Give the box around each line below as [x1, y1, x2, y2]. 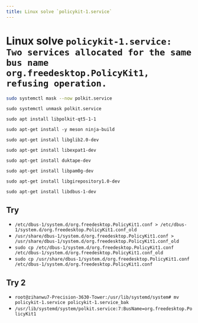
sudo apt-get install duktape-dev [6, 158, 92, 164]
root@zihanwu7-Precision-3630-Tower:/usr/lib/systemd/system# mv [14, 295, 179, 300]
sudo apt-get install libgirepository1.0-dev [6, 178, 120, 184]
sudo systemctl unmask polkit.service [6, 106, 102, 112]
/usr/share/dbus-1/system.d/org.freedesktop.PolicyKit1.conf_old [14, 238, 179, 245]
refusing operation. [6, 78, 108, 89]
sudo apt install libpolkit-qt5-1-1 [6, 116, 96, 122]
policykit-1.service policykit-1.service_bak [14, 300, 129, 306]
